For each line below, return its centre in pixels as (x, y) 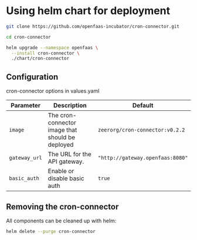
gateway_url (26, 158)
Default (143, 106)
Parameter (26, 106)
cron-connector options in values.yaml (53, 91)
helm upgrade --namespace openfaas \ (52, 48)
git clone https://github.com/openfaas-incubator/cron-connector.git (93, 26)
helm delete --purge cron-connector (51, 231)
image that (62, 130)
